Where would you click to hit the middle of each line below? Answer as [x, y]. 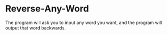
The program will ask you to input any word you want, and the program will [84, 22]
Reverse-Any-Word [47, 9]
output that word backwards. [36, 27]
